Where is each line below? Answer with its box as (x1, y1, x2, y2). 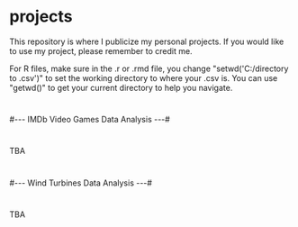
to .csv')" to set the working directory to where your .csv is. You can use (9, 72, 278, 83)
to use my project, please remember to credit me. (9, 45, 193, 56)
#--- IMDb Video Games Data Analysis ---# (9, 114, 171, 125)
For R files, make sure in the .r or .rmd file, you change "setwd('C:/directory (9, 63, 289, 74)
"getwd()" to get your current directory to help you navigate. (9, 82, 233, 93)
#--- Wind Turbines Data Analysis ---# (9, 177, 153, 188)
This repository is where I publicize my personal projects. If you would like (9, 36, 284, 47)
